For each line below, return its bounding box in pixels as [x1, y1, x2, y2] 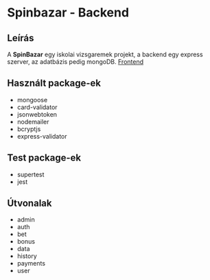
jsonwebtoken [16, 110, 57, 118]
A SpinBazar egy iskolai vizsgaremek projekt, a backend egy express [7, 50, 204, 58]
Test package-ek [7, 152, 81, 164]
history [16, 252, 38, 260]
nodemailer [16, 117, 49, 126]
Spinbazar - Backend [7, 5, 129, 21]
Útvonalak [7, 198, 52, 209]
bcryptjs [16, 125, 41, 133]
